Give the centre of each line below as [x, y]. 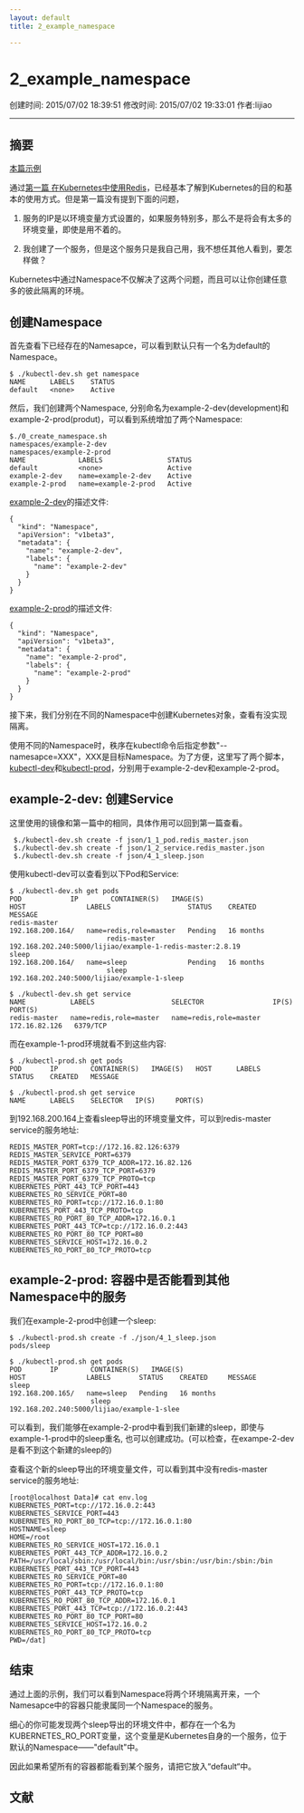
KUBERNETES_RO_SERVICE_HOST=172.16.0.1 [85, 1545]
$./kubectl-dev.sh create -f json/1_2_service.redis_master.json [139, 848]
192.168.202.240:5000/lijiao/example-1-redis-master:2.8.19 [125, 946]
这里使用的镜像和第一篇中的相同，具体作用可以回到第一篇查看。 [128, 823]
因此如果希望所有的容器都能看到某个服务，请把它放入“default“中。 [133, 1766]
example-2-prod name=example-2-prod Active [101, 484]
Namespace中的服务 [68, 1297]
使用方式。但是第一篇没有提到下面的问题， [104, 199]
